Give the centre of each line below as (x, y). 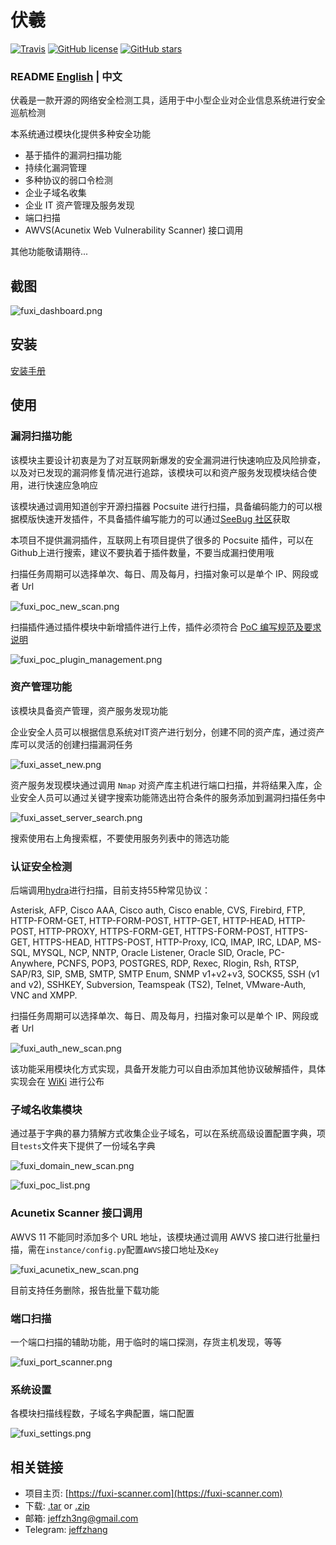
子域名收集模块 (46, 1110)
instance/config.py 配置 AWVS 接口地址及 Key (132, 1249)
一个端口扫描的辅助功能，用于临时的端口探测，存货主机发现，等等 (146, 1342)
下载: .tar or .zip (57, 1506)
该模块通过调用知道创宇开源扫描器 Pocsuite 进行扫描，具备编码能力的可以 (162, 506)
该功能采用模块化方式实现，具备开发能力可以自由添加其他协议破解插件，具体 (168, 1069)
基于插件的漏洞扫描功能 (73, 155)
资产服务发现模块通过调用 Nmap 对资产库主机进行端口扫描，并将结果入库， (162, 785)
